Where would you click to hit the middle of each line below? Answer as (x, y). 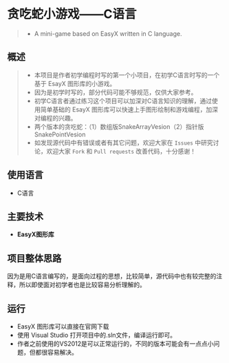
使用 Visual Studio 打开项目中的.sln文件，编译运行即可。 (97, 335)
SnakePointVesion (60, 134)
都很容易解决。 (56, 352)
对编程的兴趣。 (55, 118)
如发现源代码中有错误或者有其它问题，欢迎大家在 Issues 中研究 (123, 143)
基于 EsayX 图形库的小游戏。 (75, 83)
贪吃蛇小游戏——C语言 (72, 14)
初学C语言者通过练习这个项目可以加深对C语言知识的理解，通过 (123, 101)
